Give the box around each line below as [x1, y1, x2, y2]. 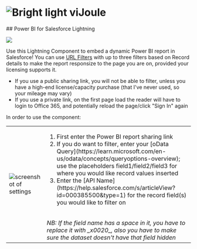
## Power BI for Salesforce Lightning [6, 25, 95, 32]
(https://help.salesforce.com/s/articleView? [56, 184, 176, 192]
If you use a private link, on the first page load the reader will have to [14, 96, 181, 103]
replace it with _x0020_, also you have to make [46, 226, 177, 234]
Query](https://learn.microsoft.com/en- [56, 147, 167, 155]
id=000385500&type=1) [56, 191, 126, 199]
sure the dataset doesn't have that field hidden [46, 233, 176, 241]
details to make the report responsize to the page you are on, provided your [6, 60, 189, 67]
